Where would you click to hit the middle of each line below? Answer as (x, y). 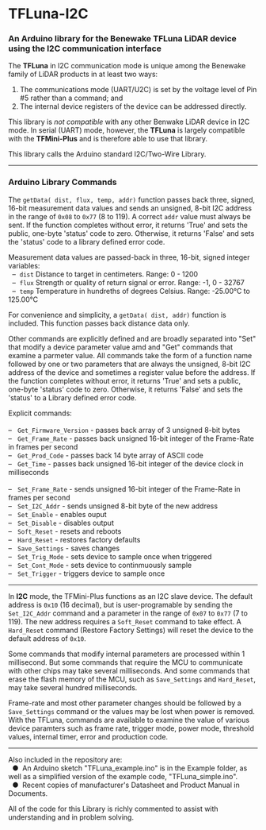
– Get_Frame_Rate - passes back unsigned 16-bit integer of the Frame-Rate (131, 438)
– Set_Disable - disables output (61, 523)
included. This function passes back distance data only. (99, 323)
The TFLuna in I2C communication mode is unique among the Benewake (127, 66)
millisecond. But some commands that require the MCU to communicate (125, 662)
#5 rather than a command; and (71, 98)
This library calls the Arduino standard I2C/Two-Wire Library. (107, 154)
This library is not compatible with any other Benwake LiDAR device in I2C (129, 122)
